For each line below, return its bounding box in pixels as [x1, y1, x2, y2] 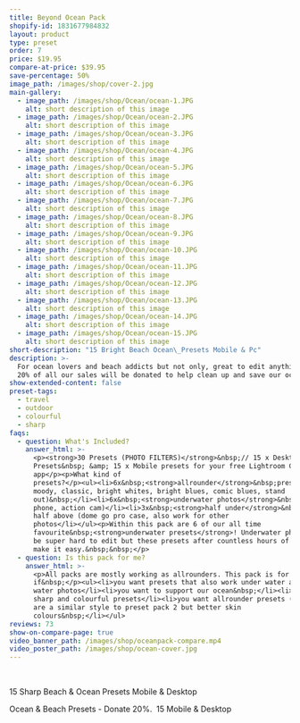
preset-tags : [9, 387, 58, 396]
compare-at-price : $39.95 [9, 63, 105, 72]
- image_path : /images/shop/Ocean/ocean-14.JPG [17, 312, 198, 322]
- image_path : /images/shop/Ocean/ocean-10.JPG [17, 246, 198, 255]
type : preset [9, 38, 58, 47]
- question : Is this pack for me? [17, 553, 146, 562]
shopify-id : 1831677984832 [9, 21, 110, 30]
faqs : [9, 428, 29, 438]
